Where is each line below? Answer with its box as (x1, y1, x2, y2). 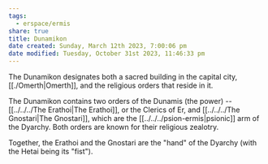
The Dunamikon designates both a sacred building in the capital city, (8, 72, 238, 81)
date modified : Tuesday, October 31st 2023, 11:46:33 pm (8, 50, 205, 58)
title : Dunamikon (8, 34, 67, 43)
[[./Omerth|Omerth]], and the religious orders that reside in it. (8, 80, 214, 90)
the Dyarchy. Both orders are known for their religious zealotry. (8, 123, 219, 132)
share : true (8, 27, 49, 35)
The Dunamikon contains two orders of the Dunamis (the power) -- (8, 97, 233, 106)
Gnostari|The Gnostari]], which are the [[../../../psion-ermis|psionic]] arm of (8, 114, 260, 123)
